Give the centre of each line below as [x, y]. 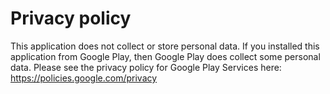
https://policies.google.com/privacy [84, 78]
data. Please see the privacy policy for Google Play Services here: [146, 67]
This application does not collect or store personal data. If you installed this [165, 46]
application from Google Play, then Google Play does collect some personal [165, 56]
